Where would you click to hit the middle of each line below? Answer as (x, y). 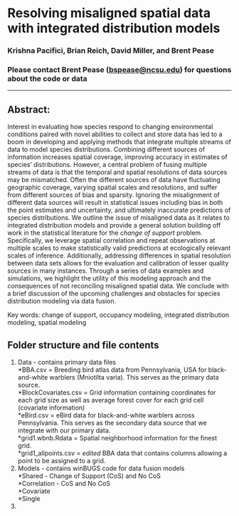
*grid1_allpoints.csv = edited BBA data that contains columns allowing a (122, 453)
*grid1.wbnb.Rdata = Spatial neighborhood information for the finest (117, 438)
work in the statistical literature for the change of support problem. (105, 233)
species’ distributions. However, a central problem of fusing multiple (107, 165)
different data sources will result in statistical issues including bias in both (115, 203)
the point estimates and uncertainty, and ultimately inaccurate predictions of (119, 210)
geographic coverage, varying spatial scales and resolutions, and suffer (112, 188)
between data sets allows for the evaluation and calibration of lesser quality (118, 263)
